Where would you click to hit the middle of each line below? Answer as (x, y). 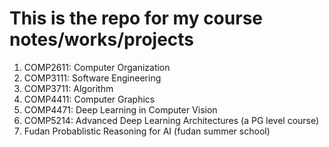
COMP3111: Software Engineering (92, 78)
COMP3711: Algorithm (68, 88)
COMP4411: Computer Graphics (89, 99)
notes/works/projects (102, 39)
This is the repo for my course (136, 18)
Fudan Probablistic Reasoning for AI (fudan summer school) (147, 131)
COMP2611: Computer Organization (97, 67)
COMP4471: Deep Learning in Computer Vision (120, 109)
